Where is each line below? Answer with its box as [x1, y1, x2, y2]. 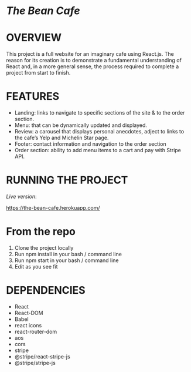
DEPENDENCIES [6, 284, 86, 297]
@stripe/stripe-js [14, 359, 56, 366]
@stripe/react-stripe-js [14, 353, 70, 360]
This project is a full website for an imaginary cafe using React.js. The [6, 51, 174, 58]
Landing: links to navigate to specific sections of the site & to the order [14, 109, 185, 116]
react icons [14, 321, 42, 329]
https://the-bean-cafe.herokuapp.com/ [6, 205, 100, 211]
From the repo [6, 225, 76, 239]
